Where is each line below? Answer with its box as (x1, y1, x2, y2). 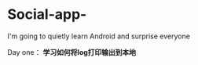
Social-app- (7, 5, 87, 23)
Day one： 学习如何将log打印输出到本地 (7, 47, 137, 56)
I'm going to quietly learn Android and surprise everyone (7, 31, 190, 41)
